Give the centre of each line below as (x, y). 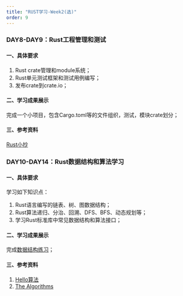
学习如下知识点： (27, 192)
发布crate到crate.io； (41, 85)
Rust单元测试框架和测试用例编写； (58, 78)
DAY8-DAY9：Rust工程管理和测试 (56, 40)
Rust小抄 (17, 145)
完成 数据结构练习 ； (30, 250)
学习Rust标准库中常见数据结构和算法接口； (68, 220)
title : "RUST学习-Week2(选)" (42, 12)
